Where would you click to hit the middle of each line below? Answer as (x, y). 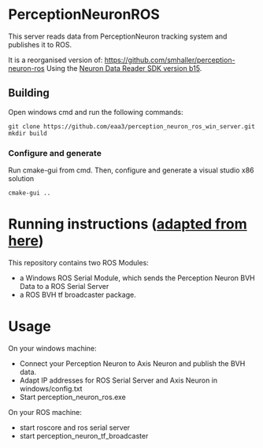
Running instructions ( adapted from (128, 224)
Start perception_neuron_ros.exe (72, 397)
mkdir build (28, 133)
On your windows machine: (52, 348)
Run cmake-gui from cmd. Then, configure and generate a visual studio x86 (131, 170)
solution (21, 179)
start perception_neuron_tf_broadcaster (84, 435)
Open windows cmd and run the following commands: (96, 112)
